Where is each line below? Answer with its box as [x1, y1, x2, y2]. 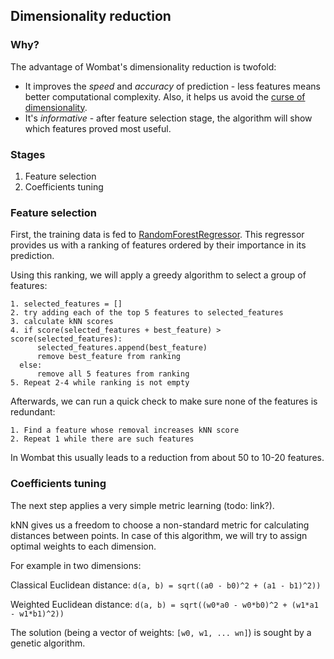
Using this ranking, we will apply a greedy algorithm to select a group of [10, 269, 307, 281]
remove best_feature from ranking [36, 352, 182, 362]
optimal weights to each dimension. [10, 540, 157, 552]
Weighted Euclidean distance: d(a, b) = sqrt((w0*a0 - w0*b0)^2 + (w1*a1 [10, 598, 319, 610]
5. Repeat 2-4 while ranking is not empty [10, 378, 190, 388]
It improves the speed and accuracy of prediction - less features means [24, 80, 321, 92]
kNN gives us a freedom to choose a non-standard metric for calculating [10, 519, 310, 531]
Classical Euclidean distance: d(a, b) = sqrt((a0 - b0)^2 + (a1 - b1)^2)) [10, 579, 322, 591]
